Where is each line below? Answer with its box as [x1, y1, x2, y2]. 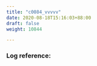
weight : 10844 [6, 26, 43, 32]
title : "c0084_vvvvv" [6, 9, 62, 15]
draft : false [6, 20, 40, 26]
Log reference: [6, 51, 51, 60]
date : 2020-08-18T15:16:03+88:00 [6, 15, 92, 21]
